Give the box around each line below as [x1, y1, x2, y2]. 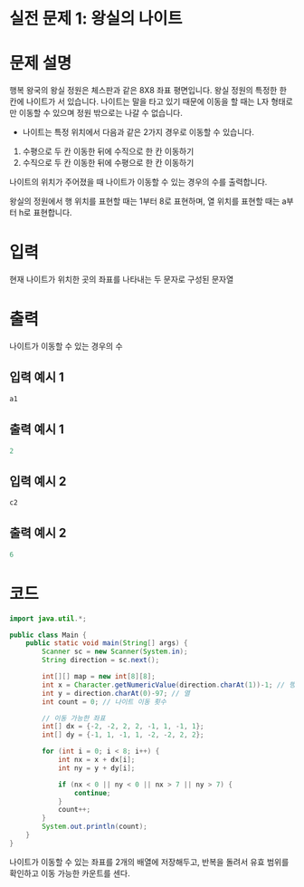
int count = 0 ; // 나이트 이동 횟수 [42, 697, 167, 707]
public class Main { [9, 631, 88, 640]
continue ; [73, 788, 111, 797]
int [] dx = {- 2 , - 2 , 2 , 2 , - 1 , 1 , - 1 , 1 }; [42, 722, 205, 731]
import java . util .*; [9, 613, 88, 623]
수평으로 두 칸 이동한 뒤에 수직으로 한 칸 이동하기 [22, 146, 195, 157]
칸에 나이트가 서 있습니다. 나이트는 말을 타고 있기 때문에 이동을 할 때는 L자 [9, 96, 270, 107]
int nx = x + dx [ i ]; [57, 756, 136, 765]
